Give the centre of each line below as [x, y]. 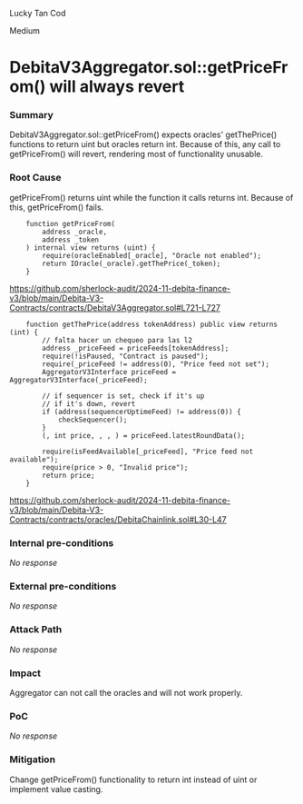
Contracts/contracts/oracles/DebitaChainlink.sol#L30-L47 [118, 519]
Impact [25, 673]
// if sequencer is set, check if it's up [123, 396]
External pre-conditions [63, 586]
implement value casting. [56, 789]
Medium [25, 30]
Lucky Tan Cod [38, 13]
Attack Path [36, 630]
